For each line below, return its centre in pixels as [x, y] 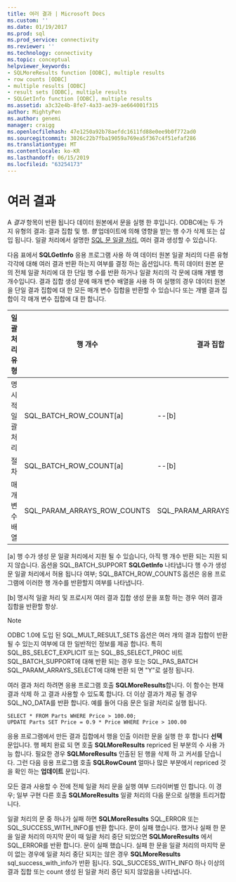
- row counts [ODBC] [38, 79]
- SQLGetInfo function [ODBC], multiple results [80, 99]
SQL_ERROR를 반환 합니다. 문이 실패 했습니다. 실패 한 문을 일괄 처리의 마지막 [113, 845]
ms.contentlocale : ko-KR [44, 151]
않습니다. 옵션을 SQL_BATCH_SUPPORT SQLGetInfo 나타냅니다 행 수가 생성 [120, 565]
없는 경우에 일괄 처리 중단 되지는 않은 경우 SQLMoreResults [98, 854]
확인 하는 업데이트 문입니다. [52, 771]
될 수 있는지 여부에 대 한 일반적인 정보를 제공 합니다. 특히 [85, 643]
